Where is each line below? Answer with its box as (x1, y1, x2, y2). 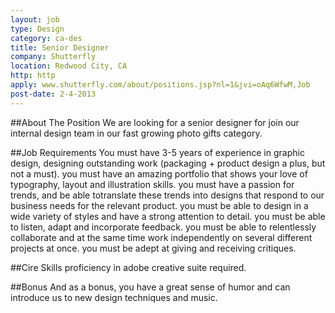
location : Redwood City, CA (10, 61, 128, 71)
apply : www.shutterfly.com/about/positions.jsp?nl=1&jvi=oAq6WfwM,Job (10, 80, 311, 90)
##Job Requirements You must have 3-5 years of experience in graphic (10, 146, 305, 158)
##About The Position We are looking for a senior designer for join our (10, 116, 300, 128)
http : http (10, 71, 56, 81)
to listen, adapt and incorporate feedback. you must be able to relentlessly (10, 221, 317, 233)
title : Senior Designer (10, 42, 110, 53)
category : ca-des (10, 33, 83, 43)
